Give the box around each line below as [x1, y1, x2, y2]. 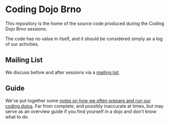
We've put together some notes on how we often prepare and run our [5, 98, 151, 104]
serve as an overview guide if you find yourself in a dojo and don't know [5, 108, 157, 114]
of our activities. [5, 41, 40, 47]
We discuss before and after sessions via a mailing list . [5, 69, 121, 75]
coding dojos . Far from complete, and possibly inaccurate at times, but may [5, 103, 164, 109]
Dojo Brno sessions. [5, 25, 47, 32]
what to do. [5, 113, 29, 120]
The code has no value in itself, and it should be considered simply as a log [5, 36, 163, 42]
